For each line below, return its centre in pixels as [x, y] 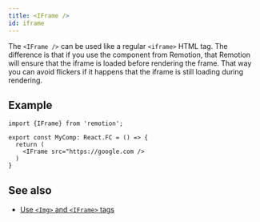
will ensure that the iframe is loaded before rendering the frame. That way [130, 63]
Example [30, 105]
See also [30, 190]
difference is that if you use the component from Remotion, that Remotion [129, 54]
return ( [30, 145]
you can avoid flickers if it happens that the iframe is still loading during [126, 71]
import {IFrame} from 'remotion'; [66, 124]
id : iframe [26, 23]
